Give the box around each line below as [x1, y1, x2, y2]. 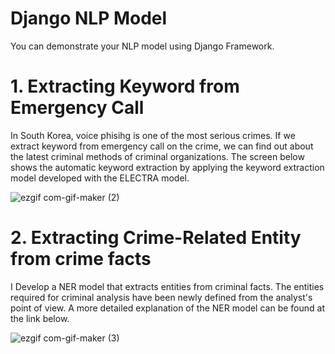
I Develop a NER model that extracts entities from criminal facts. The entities [10, 280, 325, 292]
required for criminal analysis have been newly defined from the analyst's [10, 291, 313, 303]
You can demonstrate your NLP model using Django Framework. [10, 40, 275, 52]
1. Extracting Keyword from [10, 75, 240, 98]
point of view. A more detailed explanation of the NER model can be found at [10, 302, 325, 314]
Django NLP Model [10, 7, 168, 30]
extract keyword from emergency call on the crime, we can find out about [10, 140, 314, 152]
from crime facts [10, 248, 152, 271]
